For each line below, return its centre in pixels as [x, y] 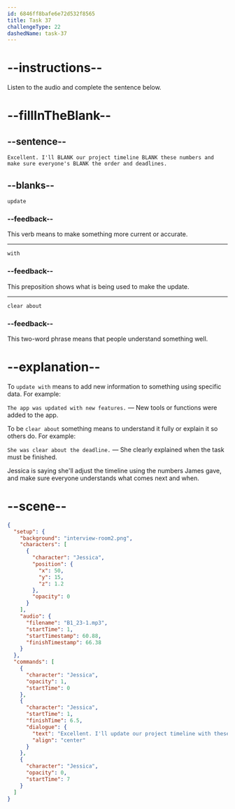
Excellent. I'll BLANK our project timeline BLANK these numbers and [111, 158]
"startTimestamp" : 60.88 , [63, 636]
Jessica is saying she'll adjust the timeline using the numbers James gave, [114, 470]
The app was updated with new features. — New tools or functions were [112, 407]
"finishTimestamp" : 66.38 [63, 642]
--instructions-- [55, 68]
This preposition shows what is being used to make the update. [99, 286]
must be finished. [32, 457]
